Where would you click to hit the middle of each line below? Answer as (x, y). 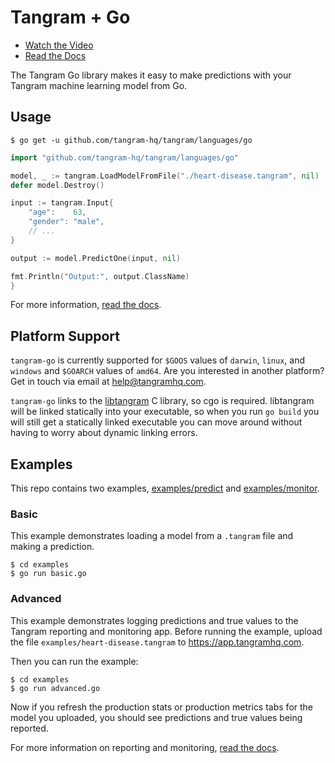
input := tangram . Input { (62, 203)
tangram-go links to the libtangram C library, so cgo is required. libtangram (162, 401)
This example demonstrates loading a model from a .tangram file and (152, 536)
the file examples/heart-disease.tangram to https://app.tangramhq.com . (157, 642)
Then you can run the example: (74, 661)
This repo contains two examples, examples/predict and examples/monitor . (165, 488)
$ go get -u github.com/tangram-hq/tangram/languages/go (131, 140)
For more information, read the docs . (86, 305)
